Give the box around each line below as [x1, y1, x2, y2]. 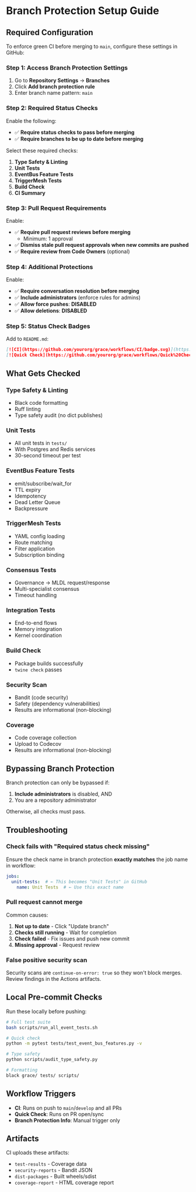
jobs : [6, 873, 19, 879]
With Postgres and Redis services [14, 446, 96, 453]
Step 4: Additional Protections [6, 263, 93, 271]
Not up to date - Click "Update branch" [14, 922, 109, 929]
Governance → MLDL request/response [14, 579, 110, 586]
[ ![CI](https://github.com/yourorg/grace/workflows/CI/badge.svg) [6, 347, 171, 353]
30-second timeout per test [14, 452, 81, 459]
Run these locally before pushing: [6, 1008, 87, 1015]
